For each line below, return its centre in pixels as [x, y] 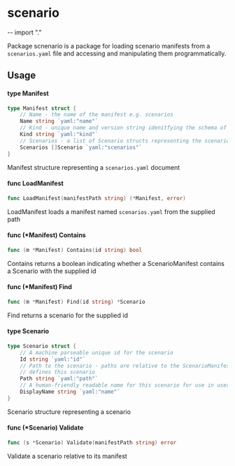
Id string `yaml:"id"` [53, 359]
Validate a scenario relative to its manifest [67, 456]
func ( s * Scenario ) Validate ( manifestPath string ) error [92, 443]
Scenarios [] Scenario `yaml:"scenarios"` [81, 147]
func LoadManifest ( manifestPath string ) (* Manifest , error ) [97, 198]
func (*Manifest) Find [40, 287]
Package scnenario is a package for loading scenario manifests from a [109, 46]
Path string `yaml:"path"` [59, 379]
